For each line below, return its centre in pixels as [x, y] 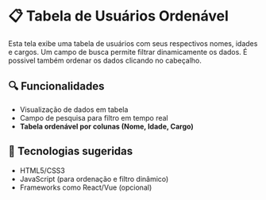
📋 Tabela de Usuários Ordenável [118, 16]
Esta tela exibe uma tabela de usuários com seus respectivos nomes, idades [133, 43]
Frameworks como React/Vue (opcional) [86, 187]
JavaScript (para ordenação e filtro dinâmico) [94, 179]
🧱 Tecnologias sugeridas [71, 151]
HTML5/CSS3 [42, 170]
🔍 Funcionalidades [56, 86]
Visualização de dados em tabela [74, 110]
